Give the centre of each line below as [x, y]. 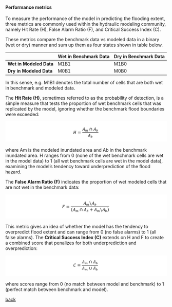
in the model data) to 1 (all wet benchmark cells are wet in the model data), [84, 161]
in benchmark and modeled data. [40, 88]
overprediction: [21, 248]
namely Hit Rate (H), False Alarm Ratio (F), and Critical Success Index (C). [83, 30]
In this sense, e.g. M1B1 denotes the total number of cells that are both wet [84, 82]
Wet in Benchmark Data [84, 56]
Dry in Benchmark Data [139, 56]
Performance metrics [29, 7]
